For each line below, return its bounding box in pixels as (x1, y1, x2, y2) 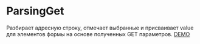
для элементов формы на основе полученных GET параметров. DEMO (6, 30, 190, 37)
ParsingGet (6, 4, 64, 18)
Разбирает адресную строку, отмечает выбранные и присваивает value (6, 24, 194, 31)
